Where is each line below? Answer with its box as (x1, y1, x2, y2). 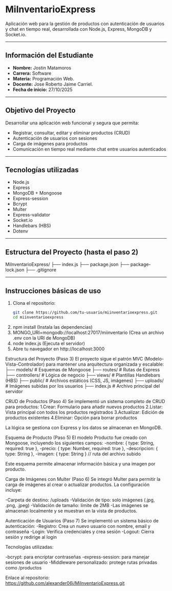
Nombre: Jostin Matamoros (12, 65, 72, 71)
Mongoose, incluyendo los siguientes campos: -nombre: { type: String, (5, 439, 155, 446)
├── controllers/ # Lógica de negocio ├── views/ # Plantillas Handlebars (5, 372, 160, 378)
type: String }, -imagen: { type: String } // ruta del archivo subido (5, 451, 141, 457)
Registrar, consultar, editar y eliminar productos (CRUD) (12, 130, 131, 136)
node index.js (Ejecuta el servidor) (12, 340, 85, 346)
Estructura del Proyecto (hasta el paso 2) (5, 247, 139, 257)
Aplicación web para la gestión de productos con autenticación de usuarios (5, 20, 165, 27)
